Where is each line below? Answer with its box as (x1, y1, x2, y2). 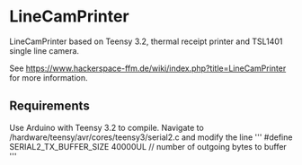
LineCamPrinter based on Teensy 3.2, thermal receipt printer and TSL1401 (9, 36, 283, 47)
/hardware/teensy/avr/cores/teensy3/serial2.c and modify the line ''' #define (9, 132, 293, 143)
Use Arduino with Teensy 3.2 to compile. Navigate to (9, 122, 204, 133)
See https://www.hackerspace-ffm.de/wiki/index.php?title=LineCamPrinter (9, 63, 287, 74)
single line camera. (9, 45, 79, 56)
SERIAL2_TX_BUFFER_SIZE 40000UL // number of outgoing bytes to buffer (9, 141, 288, 152)
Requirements (9, 99, 90, 114)
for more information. (9, 72, 88, 82)
